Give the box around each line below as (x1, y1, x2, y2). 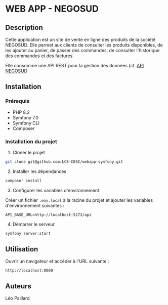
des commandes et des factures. (5, 53, 74, 59)
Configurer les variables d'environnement (12, 187, 100, 193)
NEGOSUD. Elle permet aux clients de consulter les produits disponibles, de (5, 42, 163, 48)
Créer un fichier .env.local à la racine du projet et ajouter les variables (5, 197, 153, 203)
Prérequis (5, 98, 30, 105)
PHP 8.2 (12, 109, 30, 115)
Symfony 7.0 (12, 114, 39, 120)
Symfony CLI (12, 120, 39, 126)
